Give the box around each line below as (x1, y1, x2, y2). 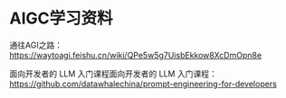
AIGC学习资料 (9, 8, 113, 29)
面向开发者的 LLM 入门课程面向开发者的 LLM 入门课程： (9, 68, 217, 79)
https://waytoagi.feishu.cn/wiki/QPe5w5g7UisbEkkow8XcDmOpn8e (9, 49, 262, 60)
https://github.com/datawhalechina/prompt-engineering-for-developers (9, 78, 278, 89)
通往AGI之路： (9, 40, 63, 50)
